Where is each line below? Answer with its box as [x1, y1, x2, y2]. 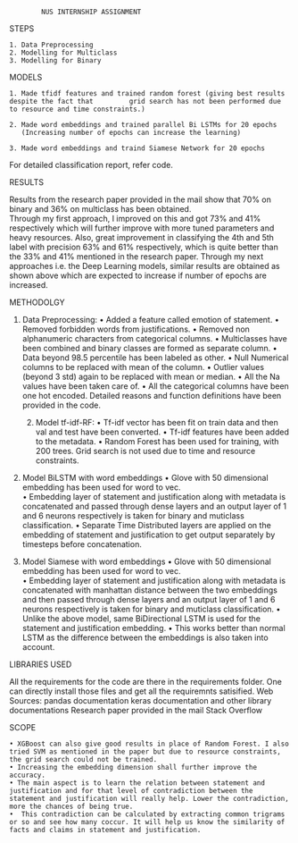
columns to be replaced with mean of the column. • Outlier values [21, 362, 265, 372]
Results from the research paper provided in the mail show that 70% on [9, 194, 272, 205]
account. [21, 642, 55, 652]
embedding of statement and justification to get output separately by [21, 529, 276, 540]
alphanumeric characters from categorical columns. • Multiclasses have [21, 333, 287, 343]
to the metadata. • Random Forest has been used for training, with [35, 436, 279, 446]
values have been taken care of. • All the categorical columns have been [21, 381, 290, 392]
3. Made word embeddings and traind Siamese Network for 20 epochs [9, 144, 266, 153]
